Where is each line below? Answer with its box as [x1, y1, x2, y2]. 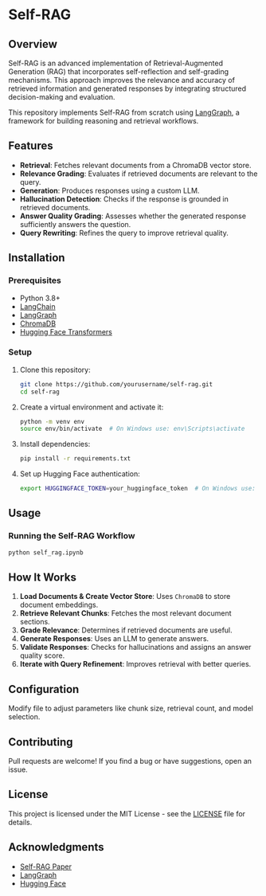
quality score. [19, 651, 65, 660]
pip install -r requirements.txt [19, 455, 131, 463]
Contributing [8, 735, 73, 749]
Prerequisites [8, 275, 61, 286]
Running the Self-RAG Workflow [8, 530, 135, 542]
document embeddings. [19, 600, 99, 610]
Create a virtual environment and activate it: [19, 402, 164, 412]
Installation [8, 251, 65, 264]
